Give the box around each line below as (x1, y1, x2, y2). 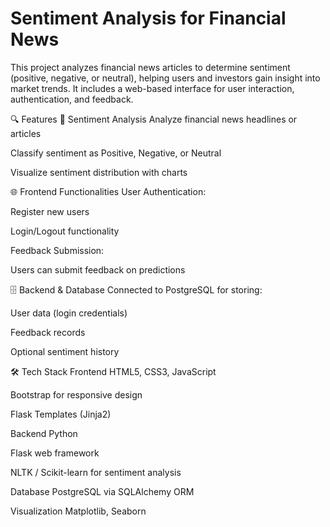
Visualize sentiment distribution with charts (10, 166, 188, 178)
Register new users (10, 205, 90, 217)
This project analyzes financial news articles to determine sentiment (10, 61, 291, 73)
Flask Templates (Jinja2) (10, 408, 112, 420)
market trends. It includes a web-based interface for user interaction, (10, 82, 295, 94)
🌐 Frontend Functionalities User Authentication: (10, 185, 207, 197)
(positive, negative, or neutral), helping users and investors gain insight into (10, 72, 321, 84)
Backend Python (10, 427, 78, 439)
